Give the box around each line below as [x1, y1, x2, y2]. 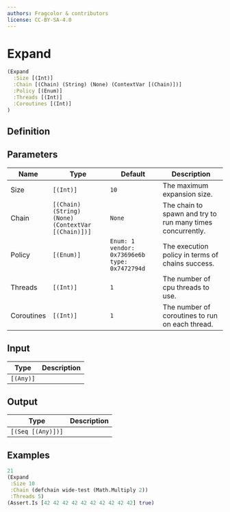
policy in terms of [162, 250, 219, 259]
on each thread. [162, 319, 214, 329]
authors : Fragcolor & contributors [7, 10, 109, 17]
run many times [162, 217, 213, 227]
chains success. [162, 258, 214, 268]
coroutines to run [162, 311, 218, 320]
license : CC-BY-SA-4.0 [7, 16, 72, 23]
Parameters [7, 149, 58, 161]
